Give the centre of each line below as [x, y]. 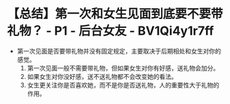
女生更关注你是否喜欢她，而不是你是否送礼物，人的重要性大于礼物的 [123, 85]
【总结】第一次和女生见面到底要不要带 [115, 14]
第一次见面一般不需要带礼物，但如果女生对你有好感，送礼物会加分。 [123, 68]
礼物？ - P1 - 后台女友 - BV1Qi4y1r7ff [111, 31]
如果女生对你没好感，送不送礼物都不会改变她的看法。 [102, 76]
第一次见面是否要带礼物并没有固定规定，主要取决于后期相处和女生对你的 [119, 51]
